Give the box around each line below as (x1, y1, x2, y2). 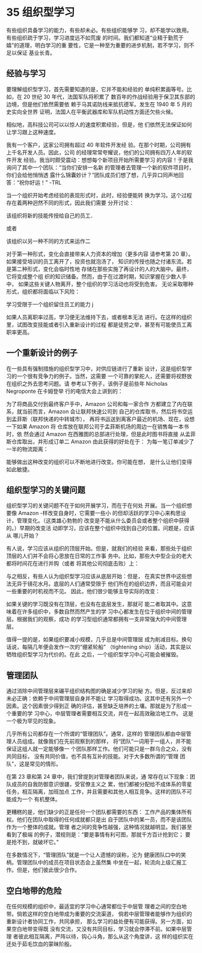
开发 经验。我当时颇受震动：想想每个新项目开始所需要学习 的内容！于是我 (11, 156, 194, 163)
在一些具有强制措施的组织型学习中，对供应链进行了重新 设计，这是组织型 (6, 365, 187, 372)
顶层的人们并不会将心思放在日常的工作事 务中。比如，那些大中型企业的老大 (6, 552, 192, 560)
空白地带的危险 (6, 886, 62, 896)
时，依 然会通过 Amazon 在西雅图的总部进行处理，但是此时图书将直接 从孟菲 (6, 430, 196, 437)
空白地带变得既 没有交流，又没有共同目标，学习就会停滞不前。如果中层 (11, 925, 187, 933)
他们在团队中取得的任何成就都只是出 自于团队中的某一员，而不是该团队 (16, 816, 192, 823)
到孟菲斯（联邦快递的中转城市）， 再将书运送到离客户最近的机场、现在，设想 (6, 415, 195, 422)
